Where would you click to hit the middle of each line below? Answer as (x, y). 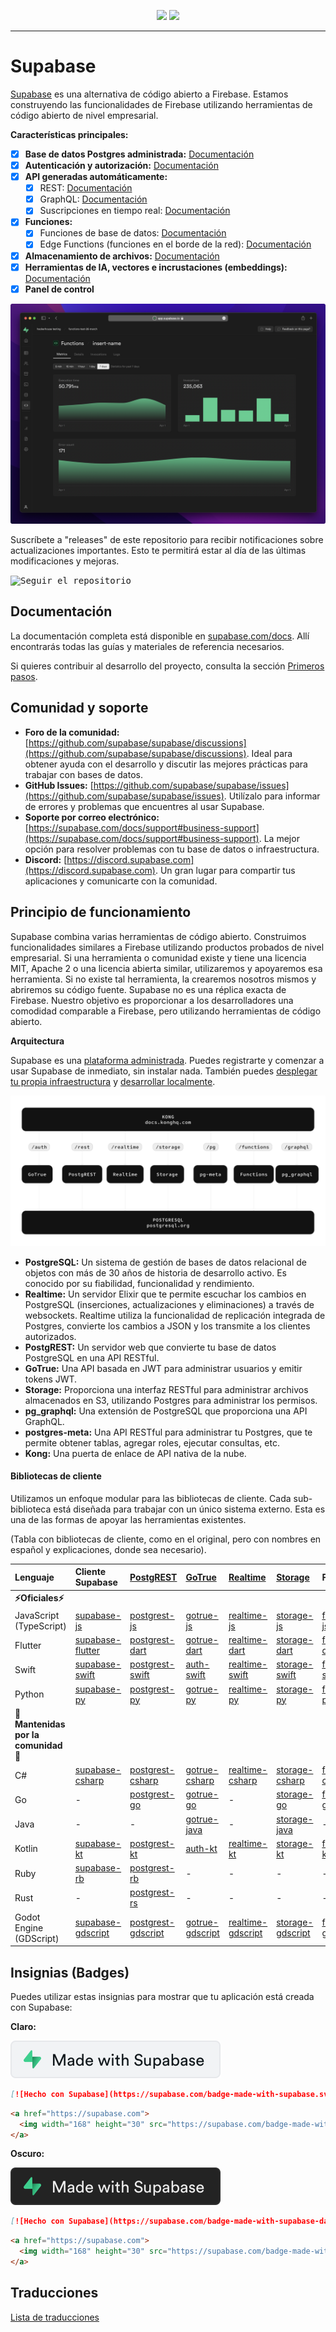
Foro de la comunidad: (72, 732)
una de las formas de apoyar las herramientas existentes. (128, 1519)
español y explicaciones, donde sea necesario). (108, 1549)
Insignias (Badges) (70, 1972)
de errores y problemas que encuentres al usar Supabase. (144, 806)
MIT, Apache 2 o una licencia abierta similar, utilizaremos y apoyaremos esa (166, 968)
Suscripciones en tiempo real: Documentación (135, 211)
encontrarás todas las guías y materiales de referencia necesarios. (147, 646)
